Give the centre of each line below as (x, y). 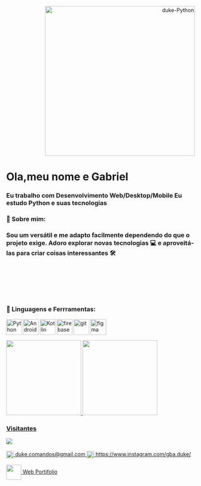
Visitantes (22, 429)
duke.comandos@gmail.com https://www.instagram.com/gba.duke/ (103, 454)
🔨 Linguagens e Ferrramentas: (51, 309)
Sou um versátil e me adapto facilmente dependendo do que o (98, 235)
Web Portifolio (40, 472)
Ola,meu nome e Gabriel (67, 177)
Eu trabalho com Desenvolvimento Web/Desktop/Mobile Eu (94, 196)
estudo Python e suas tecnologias (57, 203)
